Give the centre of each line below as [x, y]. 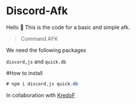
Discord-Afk [37, 11]
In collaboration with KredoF [41, 95]
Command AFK [39, 38]
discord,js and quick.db [36, 61]
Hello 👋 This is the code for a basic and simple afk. [68, 27]
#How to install [24, 73]
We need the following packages [46, 50]
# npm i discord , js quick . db [42, 84]
